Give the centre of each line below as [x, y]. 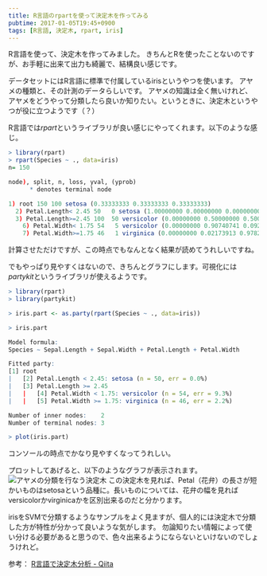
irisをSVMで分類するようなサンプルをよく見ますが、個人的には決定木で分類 [132, 517]
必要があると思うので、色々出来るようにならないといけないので [140, 537]
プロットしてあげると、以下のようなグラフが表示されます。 [105, 470]
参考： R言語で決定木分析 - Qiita [61, 564]
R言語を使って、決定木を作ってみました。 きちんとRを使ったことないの [124, 54]
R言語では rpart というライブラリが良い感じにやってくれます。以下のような [130, 127]
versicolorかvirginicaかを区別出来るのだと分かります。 [97, 500]
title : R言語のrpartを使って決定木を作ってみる [79, 16]
